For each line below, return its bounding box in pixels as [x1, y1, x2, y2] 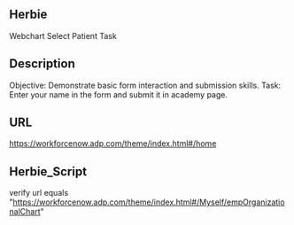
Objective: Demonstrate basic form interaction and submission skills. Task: [9, 80, 282, 90]
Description [9, 57, 75, 72]
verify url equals [9, 188, 69, 198]
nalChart [9, 206, 41, 217]
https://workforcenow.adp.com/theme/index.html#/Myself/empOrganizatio [12, 197, 285, 207]
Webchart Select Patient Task [9, 30, 117, 41]
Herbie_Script [9, 164, 87, 179]
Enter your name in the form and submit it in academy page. [9, 89, 228, 100]
